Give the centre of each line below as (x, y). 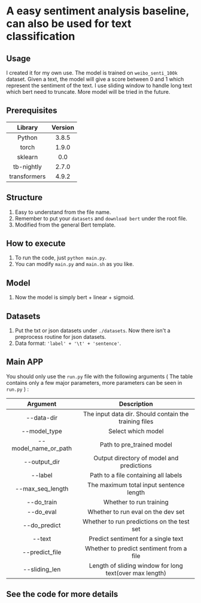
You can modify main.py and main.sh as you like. (74, 264)
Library (28, 127)
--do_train (42, 502)
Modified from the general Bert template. (65, 225)
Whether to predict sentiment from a (136, 548)
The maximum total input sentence (136, 485)
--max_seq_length (42, 488)
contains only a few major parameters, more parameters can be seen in (94, 382)
